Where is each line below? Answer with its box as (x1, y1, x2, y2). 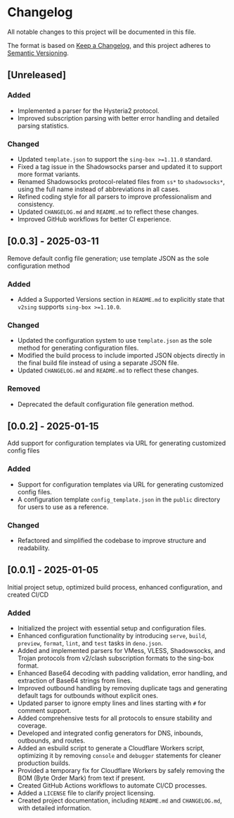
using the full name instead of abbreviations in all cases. (17, 185, 181, 193)
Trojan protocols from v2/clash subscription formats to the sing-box (17, 654, 214, 663)
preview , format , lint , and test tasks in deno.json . (17, 639, 163, 647)
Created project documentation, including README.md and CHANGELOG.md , (17, 796, 223, 805)
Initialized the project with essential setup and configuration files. (17, 624, 207, 633)
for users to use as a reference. (17, 502, 109, 511)
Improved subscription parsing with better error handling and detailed (17, 114, 219, 122)
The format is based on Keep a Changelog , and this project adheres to (7, 41, 211, 49)
